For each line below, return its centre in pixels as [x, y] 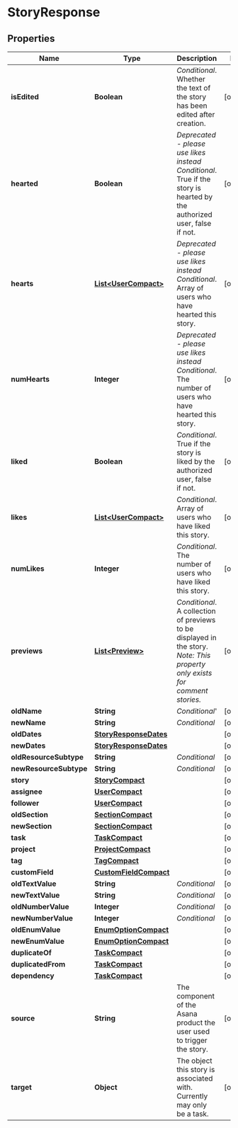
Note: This [194, 655]
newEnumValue [38, 941]
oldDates [27, 734]
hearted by [195, 197]
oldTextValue [34, 884]
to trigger [192, 1040]
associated [195, 1078]
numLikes [28, 569]
